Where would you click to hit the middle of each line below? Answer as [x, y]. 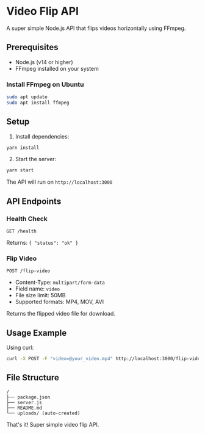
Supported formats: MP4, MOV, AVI [59, 302]
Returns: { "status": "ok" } [42, 243]
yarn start [20, 170]
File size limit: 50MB [40, 295]
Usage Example [37, 333]
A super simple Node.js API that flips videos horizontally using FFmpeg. [96, 28]
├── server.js [24, 402]
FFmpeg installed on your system [57, 68]
